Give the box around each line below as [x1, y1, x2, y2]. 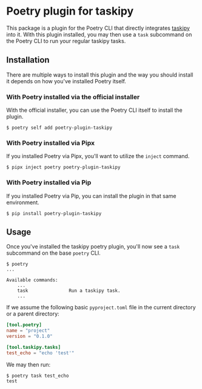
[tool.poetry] [6, 322, 42, 328]
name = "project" [6, 328, 50, 334]
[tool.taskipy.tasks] [6, 345, 61, 351]
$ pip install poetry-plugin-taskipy [6, 210, 102, 216]
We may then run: [6, 360, 50, 368]
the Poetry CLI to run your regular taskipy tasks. [6, 37, 126, 44]
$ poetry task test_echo [6, 373, 69, 379]
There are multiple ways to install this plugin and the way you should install [6, 71, 194, 78]
